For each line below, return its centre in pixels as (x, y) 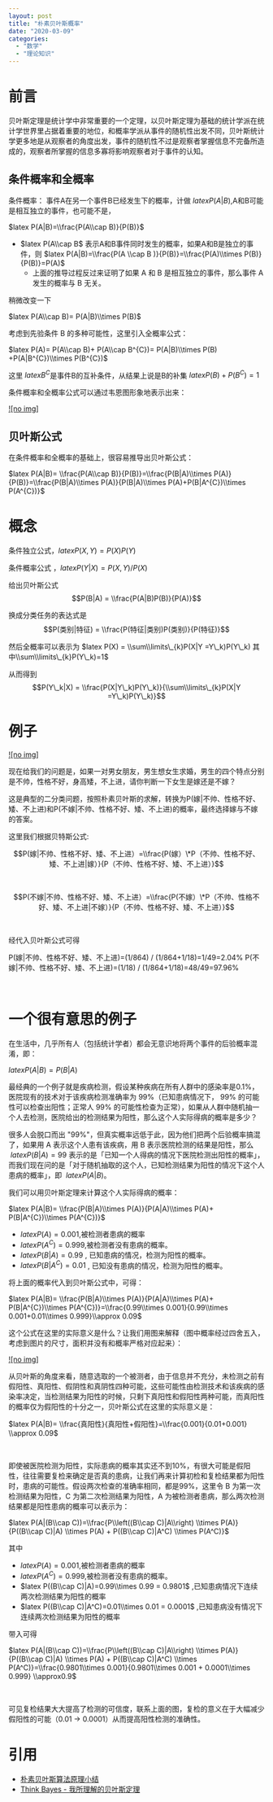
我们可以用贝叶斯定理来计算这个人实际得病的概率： (94, 1192)
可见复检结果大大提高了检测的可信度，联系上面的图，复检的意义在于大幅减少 (136, 1709)
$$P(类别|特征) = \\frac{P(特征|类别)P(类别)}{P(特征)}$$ (136, 630)
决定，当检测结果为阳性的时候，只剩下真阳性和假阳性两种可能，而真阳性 (143, 1397)
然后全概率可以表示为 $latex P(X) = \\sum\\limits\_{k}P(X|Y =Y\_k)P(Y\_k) (130, 647)
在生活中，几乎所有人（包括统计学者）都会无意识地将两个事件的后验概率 (129, 1043)
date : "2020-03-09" (41, 31)
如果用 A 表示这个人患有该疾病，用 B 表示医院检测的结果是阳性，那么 (138, 1145)
